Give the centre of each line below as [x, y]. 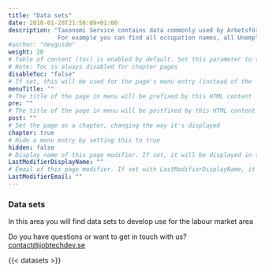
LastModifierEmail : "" [45, 177]
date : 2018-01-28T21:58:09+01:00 [63, 23]
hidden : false [32, 147]
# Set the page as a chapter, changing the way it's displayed [114, 125]
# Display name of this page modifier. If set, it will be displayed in [130, 155]
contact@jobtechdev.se [47, 245]
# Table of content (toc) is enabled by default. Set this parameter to [130, 60]
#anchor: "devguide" [42, 45]
